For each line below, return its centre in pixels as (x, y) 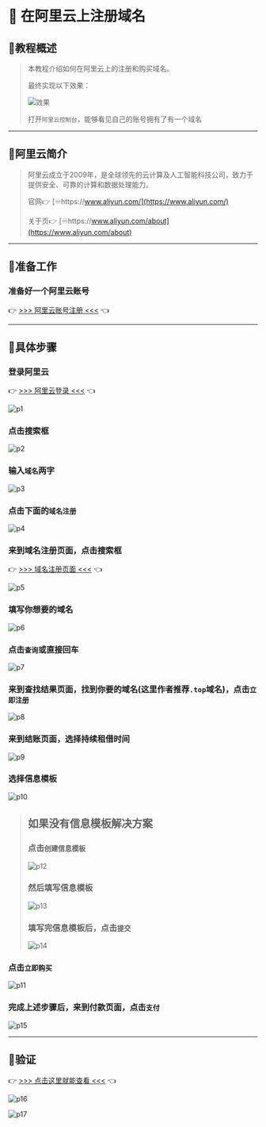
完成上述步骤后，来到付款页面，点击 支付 (84, 1007)
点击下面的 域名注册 (42, 510)
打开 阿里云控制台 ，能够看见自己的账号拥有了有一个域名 (115, 119)
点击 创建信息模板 (56, 848)
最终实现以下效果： (59, 85)
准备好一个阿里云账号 (49, 291)
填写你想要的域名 (41, 610)
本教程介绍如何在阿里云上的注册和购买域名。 (101, 69)
